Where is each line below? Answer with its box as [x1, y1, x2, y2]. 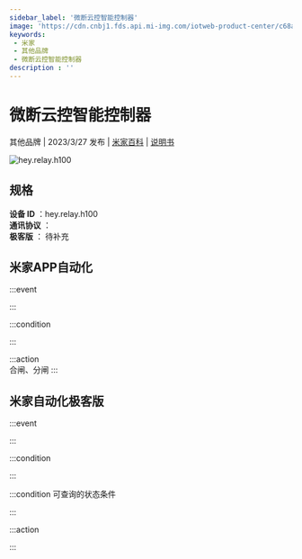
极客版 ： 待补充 [9, 230, 69, 241]
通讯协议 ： [9, 220, 51, 230]
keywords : [9, 30, 47, 39]
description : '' [9, 64, 75, 73]
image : [9, 22, 34, 31]
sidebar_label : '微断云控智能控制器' [9, 13, 138, 23]
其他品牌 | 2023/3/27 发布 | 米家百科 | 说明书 [9, 136, 175, 147]
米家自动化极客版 [9, 393, 104, 409]
